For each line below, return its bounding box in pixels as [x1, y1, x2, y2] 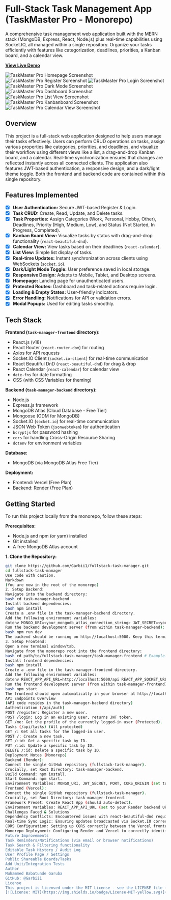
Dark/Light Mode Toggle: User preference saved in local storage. [12, 266, 151, 272]
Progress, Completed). [12, 227, 61, 233]
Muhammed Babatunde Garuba [5, 871, 63, 876]
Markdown [5, 577, 24, 583]
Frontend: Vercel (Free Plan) [12, 480, 72, 486]
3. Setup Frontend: [5, 639, 47, 644]
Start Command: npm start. [5, 776, 63, 781]
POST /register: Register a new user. [5, 710, 88, 715]
